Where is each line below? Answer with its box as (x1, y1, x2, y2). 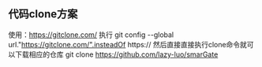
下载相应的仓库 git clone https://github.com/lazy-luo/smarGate (14, 50, 219, 59)
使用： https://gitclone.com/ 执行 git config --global (8, 30, 174, 39)
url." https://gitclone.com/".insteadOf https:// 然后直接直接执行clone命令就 (8, 39, 247, 49)
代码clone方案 (8, 7, 78, 21)
